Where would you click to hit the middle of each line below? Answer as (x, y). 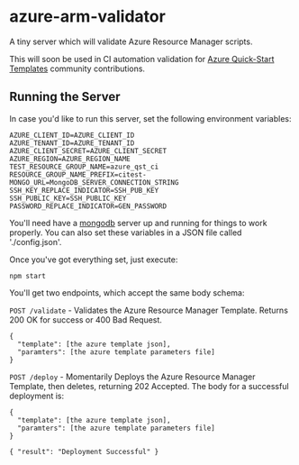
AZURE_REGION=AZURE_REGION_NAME (70, 159)
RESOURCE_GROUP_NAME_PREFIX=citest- (78, 174)
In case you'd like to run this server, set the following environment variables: (150, 118)
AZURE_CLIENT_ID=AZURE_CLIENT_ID (72, 135)
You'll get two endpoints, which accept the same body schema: (127, 292)
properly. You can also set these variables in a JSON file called (126, 232)
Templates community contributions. (77, 68)
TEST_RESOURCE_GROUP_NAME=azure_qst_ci (84, 167)
